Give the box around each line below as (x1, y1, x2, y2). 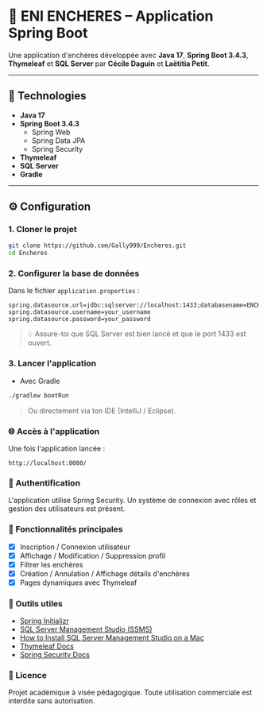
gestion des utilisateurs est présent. (8, 504, 126, 513)
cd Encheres (8, 250, 48, 257)
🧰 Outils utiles (8, 598, 64, 609)
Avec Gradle (19, 376, 60, 385)
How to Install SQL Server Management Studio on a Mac (19, 633, 204, 643)
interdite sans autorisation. (8, 696, 95, 706)
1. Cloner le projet (8, 224, 77, 235)
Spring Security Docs (19, 650, 90, 660)
